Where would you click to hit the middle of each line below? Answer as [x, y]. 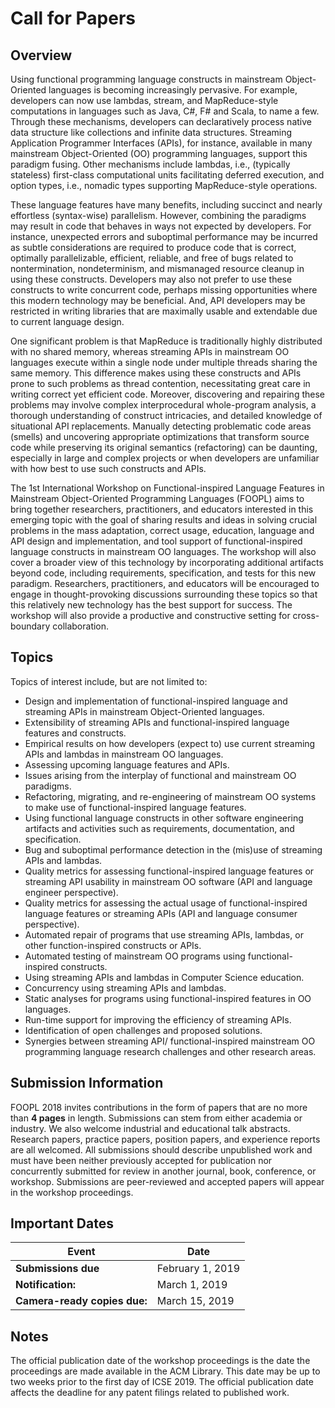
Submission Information [87, 1083]
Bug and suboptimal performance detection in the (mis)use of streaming [173, 849]
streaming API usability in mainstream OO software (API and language [168, 881]
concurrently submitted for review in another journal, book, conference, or [163, 1171]
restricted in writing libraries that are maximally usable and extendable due [164, 311]
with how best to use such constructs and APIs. [108, 468]
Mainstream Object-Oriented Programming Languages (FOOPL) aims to [157, 498]
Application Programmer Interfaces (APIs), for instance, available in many [161, 143]
